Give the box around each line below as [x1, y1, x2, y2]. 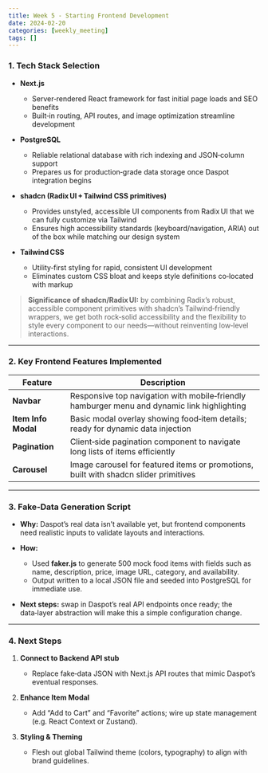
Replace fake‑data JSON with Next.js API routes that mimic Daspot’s [31, 669, 256, 678]
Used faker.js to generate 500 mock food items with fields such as [31, 559, 252, 568]
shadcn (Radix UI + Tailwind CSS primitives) [19, 190, 167, 200]
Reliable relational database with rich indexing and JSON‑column [31, 150, 245, 159]
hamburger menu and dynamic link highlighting [69, 400, 246, 411]
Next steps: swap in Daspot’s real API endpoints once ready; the [19, 599, 233, 610]
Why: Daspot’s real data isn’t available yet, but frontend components [19, 520, 246, 529]
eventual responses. [31, 677, 99, 687]
